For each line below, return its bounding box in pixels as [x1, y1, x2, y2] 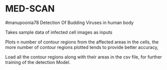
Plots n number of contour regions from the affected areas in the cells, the [5, 38, 159, 45]
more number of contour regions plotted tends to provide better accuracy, [5, 44, 158, 50]
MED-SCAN [5, 3, 55, 14]
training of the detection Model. [5, 59, 71, 65]
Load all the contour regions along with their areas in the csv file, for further [5, 53, 162, 60]
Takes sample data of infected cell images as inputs [5, 29, 113, 35]
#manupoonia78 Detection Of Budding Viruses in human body [5, 19, 134, 25]
